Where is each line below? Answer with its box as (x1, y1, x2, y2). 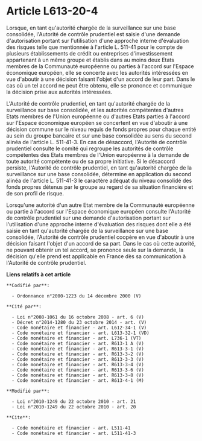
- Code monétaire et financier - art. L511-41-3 (11, 430, 136, 436)
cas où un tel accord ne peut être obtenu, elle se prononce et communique (6, 81, 192, 89)
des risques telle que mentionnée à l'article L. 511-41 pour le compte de (6, 43, 183, 51)
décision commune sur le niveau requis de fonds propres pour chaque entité (6, 125, 197, 133)
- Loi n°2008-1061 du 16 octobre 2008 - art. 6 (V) (11, 314, 145, 320)
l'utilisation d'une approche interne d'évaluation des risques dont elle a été (6, 220, 192, 227)
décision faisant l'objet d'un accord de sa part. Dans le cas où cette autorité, (6, 240, 196, 247)
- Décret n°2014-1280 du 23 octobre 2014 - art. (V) (11, 319, 147, 325)
